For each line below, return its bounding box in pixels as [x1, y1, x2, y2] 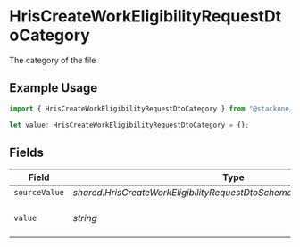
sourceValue [13, 187, 65, 198]
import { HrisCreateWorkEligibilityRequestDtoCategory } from [9, 104, 246, 113]
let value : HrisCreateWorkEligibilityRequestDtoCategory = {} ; [9, 120, 250, 129]
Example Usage [9, 80, 98, 95]
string [72, 212, 98, 225]
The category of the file [9, 54, 96, 65]
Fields [9, 144, 45, 160]
